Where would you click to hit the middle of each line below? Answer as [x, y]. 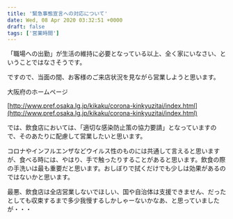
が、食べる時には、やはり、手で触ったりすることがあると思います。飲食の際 [116, 160]
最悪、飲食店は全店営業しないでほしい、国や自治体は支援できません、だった [117, 192]
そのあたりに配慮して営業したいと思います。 [83, 136]
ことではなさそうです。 [53, 63]
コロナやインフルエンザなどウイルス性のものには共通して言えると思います [114, 151]
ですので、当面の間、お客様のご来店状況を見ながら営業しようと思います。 [114, 77]
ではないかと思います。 [41, 177]
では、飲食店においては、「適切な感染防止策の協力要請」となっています [109, 128]
